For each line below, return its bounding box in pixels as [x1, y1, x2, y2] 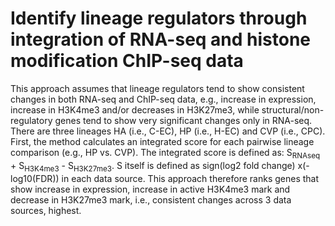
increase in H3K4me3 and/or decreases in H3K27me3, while [10, 103, 260, 116]
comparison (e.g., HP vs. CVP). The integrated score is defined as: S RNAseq [10, 146, 321, 161]
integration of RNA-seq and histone [10, 28, 312, 51]
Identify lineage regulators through [10, 7, 308, 30]
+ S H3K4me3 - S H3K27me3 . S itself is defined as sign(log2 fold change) [10, 159, 296, 174]
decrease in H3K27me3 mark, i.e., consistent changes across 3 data [10, 193, 292, 206]
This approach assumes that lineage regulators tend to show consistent [10, 82, 305, 94]
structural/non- [261, 103, 325, 116]
